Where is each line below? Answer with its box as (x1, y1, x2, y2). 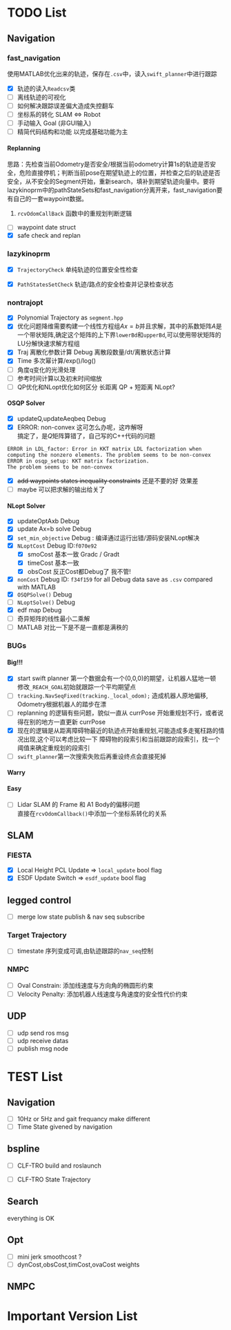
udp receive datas (17, 1036, 69, 1045)
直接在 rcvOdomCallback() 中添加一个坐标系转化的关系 (17, 809, 167, 817)
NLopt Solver (7, 501, 46, 509)
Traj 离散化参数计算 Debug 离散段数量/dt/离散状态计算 (17, 348, 171, 357)
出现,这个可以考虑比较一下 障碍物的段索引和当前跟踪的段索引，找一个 (23, 735, 221, 743)
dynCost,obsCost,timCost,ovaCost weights (17, 1260, 140, 1268)
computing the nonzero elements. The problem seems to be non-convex (7, 451, 212, 459)
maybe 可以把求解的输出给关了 (17, 485, 106, 494)
